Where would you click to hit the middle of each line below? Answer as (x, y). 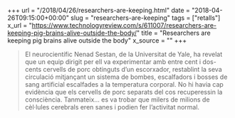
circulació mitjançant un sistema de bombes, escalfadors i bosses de (126, 77)
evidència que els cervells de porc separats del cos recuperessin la (124, 92)
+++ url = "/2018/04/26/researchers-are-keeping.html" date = (99, 10)
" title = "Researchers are (174, 33)
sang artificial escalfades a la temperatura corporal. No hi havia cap (124, 84)
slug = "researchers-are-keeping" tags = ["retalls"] (146, 18)
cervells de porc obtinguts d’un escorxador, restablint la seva (132, 69)
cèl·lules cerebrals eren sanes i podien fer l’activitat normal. (112, 107)
